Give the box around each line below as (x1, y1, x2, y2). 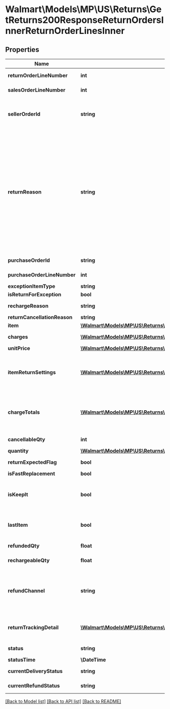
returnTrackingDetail (8, 624, 59, 631)
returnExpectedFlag (8, 459, 57, 465)
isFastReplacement (8, 470, 56, 477)
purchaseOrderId (8, 257, 50, 264)
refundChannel (8, 587, 45, 594)
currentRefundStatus (8, 682, 60, 689)
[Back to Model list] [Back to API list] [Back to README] (5, 698, 121, 704)
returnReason (8, 188, 42, 195)
